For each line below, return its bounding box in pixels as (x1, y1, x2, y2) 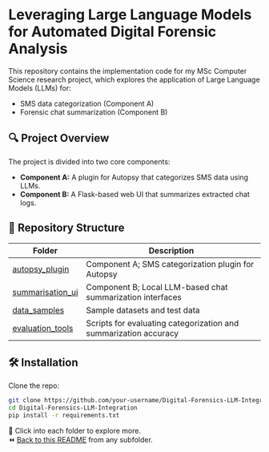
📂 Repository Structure (8, 221, 125, 235)
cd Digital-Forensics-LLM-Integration (8, 404, 138, 412)
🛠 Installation (8, 355, 78, 369)
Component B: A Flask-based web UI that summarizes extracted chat (19, 189, 251, 199)
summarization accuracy (86, 327, 179, 338)
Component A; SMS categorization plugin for (86, 258, 255, 269)
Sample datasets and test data (86, 305, 200, 316)
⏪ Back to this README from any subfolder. (8, 435, 154, 444)
